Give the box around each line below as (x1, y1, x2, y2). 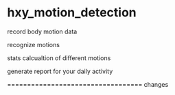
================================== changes (7, 80, 169, 88)
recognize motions (7, 40, 60, 49)
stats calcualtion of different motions (7, 53, 111, 62)
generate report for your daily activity (7, 67, 113, 75)
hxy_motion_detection (7, 5, 137, 21)
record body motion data (7, 27, 78, 36)
